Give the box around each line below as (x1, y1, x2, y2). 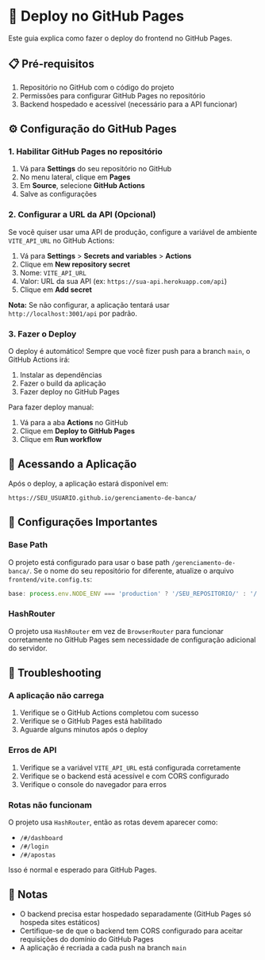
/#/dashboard (19, 834, 63, 842)
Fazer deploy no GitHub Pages (19, 387, 121, 397)
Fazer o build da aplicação (19, 378, 106, 388)
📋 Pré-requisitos (8, 57, 95, 71)
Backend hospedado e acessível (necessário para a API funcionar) (19, 99, 238, 109)
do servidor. (8, 643, 48, 653)
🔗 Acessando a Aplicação (8, 458, 137, 471)
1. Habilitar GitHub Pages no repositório (8, 146, 163, 157)
